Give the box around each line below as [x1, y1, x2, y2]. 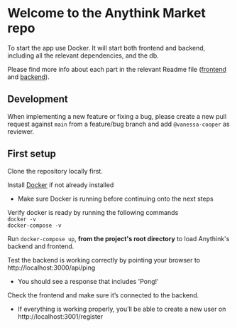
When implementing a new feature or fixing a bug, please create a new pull [7, 112, 227, 120]
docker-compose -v [7, 222, 62, 229]
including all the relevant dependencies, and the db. [7, 51, 159, 60]
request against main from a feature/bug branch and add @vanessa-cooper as [7, 120, 230, 128]
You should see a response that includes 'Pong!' [17, 277, 160, 285]
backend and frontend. [7, 242, 75, 250]
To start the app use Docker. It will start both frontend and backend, [7, 43, 206, 52]
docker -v [7, 216, 37, 223]
